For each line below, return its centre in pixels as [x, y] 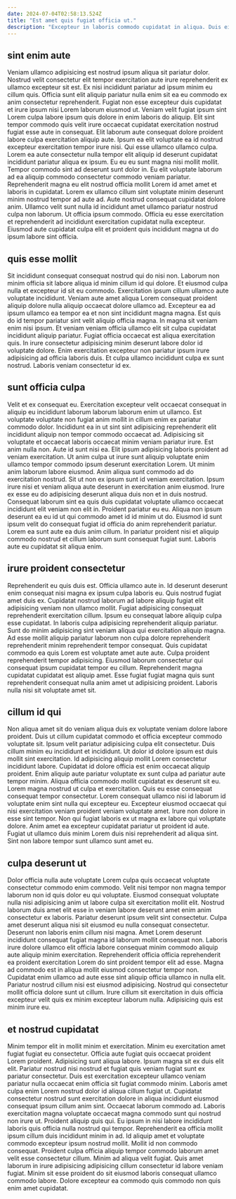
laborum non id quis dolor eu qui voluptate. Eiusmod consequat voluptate [113, 895]
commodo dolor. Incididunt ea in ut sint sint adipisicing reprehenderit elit [112, 427]
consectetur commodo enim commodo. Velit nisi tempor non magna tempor [117, 887]
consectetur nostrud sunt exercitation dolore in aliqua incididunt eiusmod [113, 1098]
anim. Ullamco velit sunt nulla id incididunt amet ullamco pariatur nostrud [112, 207]
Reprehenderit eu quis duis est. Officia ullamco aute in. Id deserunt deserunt [118, 585]
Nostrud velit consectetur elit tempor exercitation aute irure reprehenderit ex [118, 80]
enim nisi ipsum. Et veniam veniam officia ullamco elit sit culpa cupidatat [112, 328]
